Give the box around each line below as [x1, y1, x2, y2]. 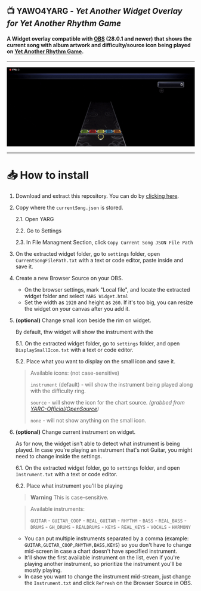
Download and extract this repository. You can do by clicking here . [15, 192, 180, 200]
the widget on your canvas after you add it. [24, 305, 130, 312]
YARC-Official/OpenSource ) [30, 405, 100, 412]
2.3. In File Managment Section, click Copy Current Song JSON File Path [15, 238, 193, 246]
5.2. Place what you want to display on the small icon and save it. [15, 357, 175, 365]
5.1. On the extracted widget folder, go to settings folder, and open [15, 339, 180, 347]
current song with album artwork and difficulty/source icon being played [7, 41, 191, 48]
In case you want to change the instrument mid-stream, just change [24, 572, 191, 580]
